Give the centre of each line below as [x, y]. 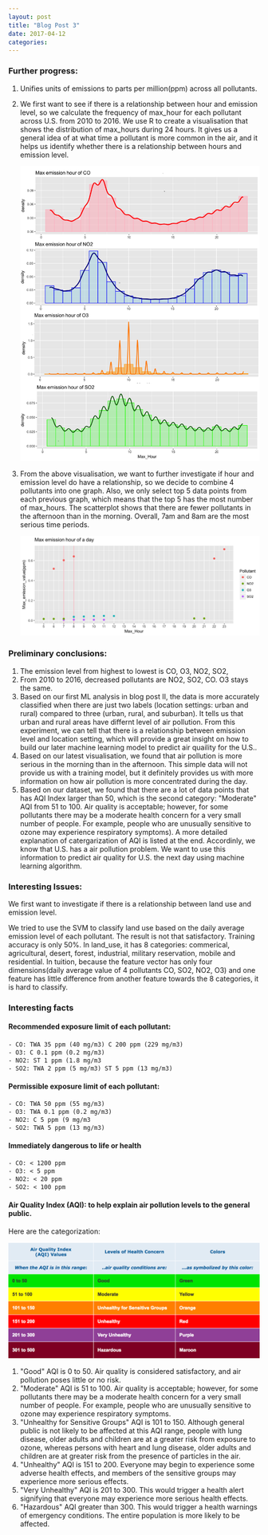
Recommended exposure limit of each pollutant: [90, 1027]
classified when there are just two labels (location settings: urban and [134, 705]
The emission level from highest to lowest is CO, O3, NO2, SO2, [124, 671]
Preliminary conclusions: [58, 654]
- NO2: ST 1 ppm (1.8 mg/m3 [55, 1061]
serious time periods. [55, 525]
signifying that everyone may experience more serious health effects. [134, 1498]
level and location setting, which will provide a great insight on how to [134, 738]
